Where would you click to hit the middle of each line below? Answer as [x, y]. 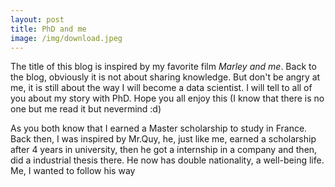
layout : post [37, 19]
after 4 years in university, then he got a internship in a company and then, [164, 150]
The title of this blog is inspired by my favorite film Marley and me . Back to [163, 67]
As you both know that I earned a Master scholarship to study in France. [159, 128]
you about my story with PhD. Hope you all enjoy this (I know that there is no [167, 98]
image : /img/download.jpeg [66, 38]
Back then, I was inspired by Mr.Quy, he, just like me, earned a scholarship [163, 139]
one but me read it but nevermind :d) [86, 109]
